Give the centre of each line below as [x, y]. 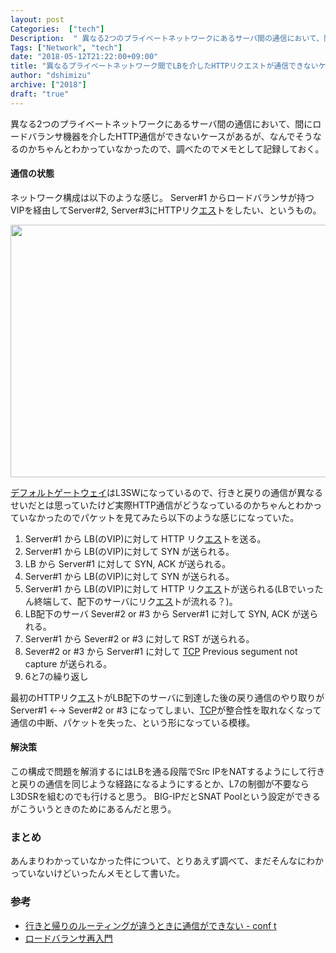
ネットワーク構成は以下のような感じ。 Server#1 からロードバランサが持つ [162, 197]
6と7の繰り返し [56, 676]
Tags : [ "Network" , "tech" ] [66, 47]
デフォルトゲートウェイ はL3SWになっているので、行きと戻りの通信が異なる [167, 492]
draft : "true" [40, 94]
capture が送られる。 [68, 663]
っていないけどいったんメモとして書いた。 [97, 873]
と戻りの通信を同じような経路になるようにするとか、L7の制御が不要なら [160, 784]
